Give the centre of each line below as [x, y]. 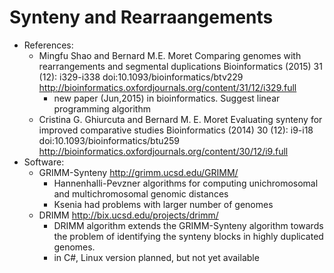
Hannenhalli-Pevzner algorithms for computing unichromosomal [186, 183]
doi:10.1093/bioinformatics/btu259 [109, 140]
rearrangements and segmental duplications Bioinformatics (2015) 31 [180, 66]
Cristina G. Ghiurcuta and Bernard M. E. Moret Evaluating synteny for [180, 119]
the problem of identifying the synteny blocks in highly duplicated [188, 236]
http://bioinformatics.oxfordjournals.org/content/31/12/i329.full [167, 87]
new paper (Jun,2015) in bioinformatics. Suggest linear [167, 98]
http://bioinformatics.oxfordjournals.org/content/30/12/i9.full [163, 151]
